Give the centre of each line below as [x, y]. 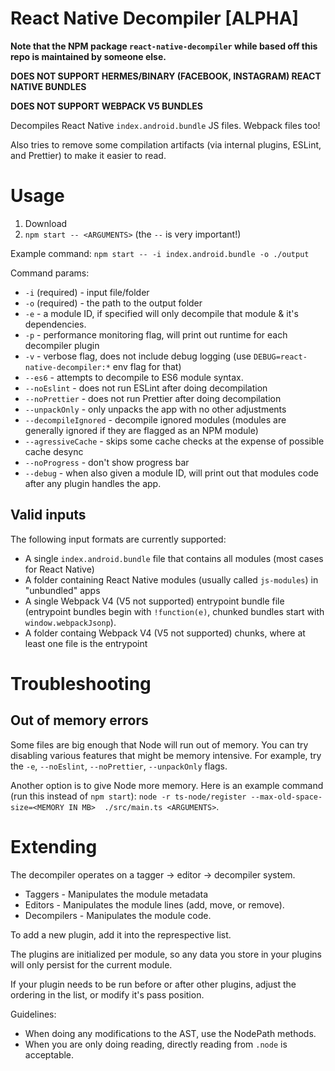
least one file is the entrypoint [86, 643]
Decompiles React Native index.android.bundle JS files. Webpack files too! [165, 125]
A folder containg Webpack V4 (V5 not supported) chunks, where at [165, 633]
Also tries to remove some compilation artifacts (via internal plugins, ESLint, [166, 144]
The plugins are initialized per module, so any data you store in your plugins [166, 954]
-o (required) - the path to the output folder [113, 303]
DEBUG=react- [280, 357]
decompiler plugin [62, 345]
